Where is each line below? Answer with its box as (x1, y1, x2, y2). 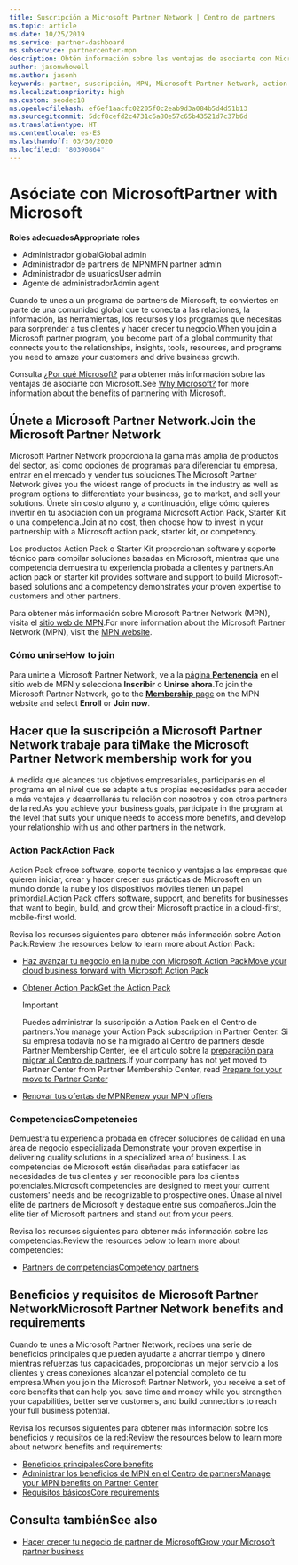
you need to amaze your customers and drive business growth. (9, 351, 240, 362)
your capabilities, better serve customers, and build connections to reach (9, 1395, 277, 1406)
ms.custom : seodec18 (9, 95, 86, 105)
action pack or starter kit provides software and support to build (9, 572, 243, 582)
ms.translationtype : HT (9, 121, 98, 130)
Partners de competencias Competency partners (21, 1262, 200, 1272)
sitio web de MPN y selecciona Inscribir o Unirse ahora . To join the (9, 678, 253, 689)
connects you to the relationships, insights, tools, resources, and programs (9, 341, 282, 352)
